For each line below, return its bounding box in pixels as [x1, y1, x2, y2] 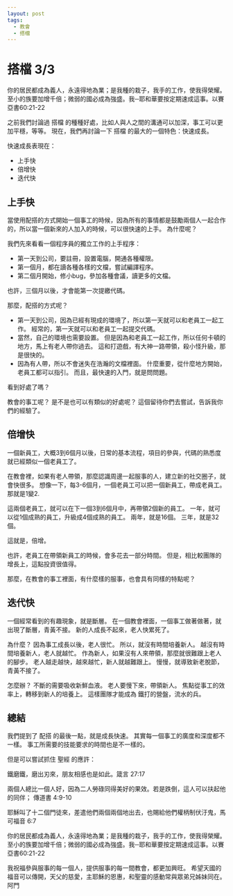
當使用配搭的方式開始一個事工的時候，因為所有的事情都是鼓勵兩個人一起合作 [7, 216, 226, 224]
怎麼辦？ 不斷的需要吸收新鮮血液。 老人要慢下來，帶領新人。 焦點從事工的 [7, 681, 219, 689]
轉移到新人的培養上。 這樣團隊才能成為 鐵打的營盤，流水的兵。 [25, 689, 205, 698]
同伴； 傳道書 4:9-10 [12, 794, 72, 802]
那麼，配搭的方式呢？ [7, 301, 68, 310]
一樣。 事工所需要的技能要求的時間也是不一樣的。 [7, 740, 149, 749]
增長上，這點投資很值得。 [7, 559, 80, 568]
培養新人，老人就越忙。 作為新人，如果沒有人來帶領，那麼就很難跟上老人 [12, 648, 222, 657]
